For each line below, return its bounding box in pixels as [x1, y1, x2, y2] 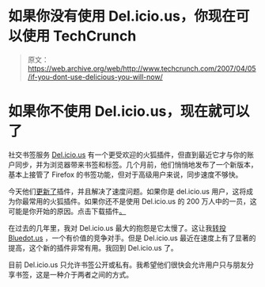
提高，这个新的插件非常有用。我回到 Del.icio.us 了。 [8, 243, 178, 252]
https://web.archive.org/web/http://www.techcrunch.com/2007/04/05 [27, 63, 256, 73]
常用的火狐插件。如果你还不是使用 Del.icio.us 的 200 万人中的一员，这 [28, 196, 257, 206]
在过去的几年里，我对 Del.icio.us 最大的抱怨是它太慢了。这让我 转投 [8, 223, 227, 232]
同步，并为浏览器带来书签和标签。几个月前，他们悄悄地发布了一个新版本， [14, 159, 258, 169]
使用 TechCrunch [22, 27, 137, 45]
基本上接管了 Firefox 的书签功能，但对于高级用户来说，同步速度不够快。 [8, 170, 243, 179]
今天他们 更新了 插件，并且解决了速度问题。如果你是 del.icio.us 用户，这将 [8, 186, 247, 196]
